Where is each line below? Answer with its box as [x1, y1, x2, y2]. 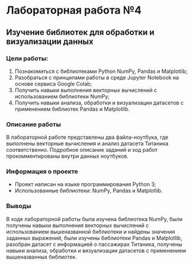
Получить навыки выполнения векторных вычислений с [14, 87, 157, 94]
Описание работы [6, 120, 61, 128]
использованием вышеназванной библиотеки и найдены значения [6, 228, 176, 235]
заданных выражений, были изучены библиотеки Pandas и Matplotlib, [6, 234, 182, 241]
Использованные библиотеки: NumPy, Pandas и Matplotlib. [14, 187, 163, 194]
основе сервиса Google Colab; [14, 80, 92, 87]
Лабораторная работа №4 [6, 4, 142, 17]
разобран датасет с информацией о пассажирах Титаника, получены [6, 241, 182, 248]
